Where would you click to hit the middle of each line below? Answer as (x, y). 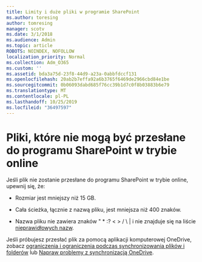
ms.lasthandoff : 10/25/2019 (42, 102)
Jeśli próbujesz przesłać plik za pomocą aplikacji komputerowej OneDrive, (99, 240)
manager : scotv (25, 29)
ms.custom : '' (24, 68)
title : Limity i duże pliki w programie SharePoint (73, 12)
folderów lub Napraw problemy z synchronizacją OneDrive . (80, 252)
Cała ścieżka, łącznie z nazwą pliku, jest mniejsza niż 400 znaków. (98, 210)
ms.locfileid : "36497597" (39, 107)
